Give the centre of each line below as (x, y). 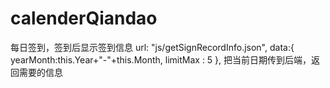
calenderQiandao (84, 18)
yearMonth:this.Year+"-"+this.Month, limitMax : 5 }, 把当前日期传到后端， (161, 59)
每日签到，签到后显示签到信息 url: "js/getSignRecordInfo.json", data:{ (152, 47)
